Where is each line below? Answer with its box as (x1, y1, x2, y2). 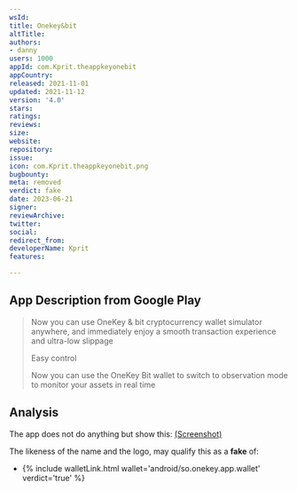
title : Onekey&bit (9, 21, 77, 30)
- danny (9, 46, 38, 55)
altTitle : (9, 29, 46, 38)
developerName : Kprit (9, 244, 90, 253)
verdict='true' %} (21, 472, 86, 483)
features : (9, 252, 46, 262)
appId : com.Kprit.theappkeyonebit (9, 63, 137, 72)
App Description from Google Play (9, 293, 201, 308)
